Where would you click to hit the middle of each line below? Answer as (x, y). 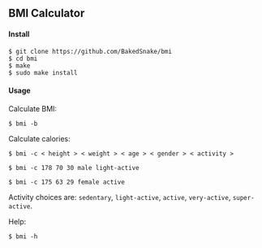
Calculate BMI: (33, 108)
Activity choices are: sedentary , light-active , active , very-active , (120, 197)
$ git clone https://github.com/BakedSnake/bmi (90, 51)
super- (244, 198)
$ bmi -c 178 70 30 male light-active (74, 168)
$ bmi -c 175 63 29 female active (67, 182)
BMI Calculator (47, 13)
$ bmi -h (23, 236)
